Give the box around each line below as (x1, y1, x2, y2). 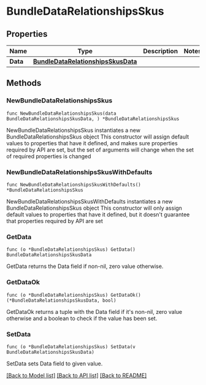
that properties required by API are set (6, 217, 103, 224)
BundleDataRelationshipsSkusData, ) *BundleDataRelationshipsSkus (6, 115, 180, 122)
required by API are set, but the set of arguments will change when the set (6, 146, 194, 153)
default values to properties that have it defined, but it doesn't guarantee (6, 210, 190, 218)
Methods (6, 78, 42, 88)
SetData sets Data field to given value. (6, 360, 103, 367)
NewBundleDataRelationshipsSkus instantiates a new (6, 126, 141, 134)
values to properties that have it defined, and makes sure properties (6, 139, 178, 147)
